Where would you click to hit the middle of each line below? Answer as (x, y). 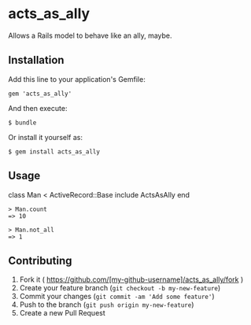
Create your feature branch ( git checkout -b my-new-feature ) (120, 288)
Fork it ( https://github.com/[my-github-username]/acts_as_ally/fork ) (131, 279)
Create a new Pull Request (63, 313)
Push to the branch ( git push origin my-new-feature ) (107, 305)
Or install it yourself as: (45, 137)
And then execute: (38, 108)
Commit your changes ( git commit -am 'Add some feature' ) (117, 297)
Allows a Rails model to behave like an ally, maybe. (90, 35)
